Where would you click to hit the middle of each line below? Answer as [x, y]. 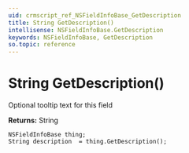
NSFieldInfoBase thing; [47, 135]
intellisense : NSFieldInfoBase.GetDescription [86, 30]
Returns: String [33, 120]
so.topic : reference [42, 45]
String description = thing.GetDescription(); [88, 142]
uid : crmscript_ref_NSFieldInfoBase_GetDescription [94, 15]
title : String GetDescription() [61, 23]
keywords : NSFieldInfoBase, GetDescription [81, 37]
